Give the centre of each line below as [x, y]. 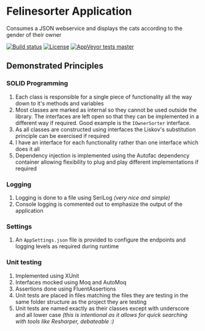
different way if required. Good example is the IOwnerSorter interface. [103, 123]
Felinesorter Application [69, 11]
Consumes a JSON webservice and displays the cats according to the [94, 28]
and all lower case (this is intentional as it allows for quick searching [101, 314]
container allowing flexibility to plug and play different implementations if [107, 162]
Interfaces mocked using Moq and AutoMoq [71, 282]
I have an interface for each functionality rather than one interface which [107, 142]
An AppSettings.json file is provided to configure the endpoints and [100, 240]
